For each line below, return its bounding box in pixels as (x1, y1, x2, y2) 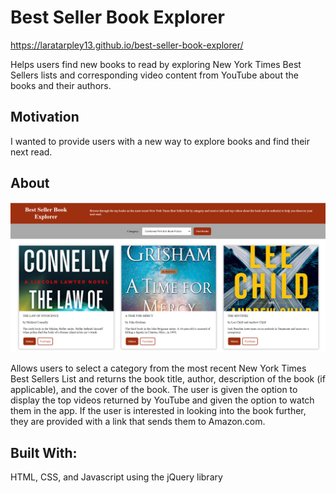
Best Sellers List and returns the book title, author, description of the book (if (10, 373, 326, 385)
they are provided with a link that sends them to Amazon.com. (10, 416, 266, 428)
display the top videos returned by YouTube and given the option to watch (10, 394, 315, 406)
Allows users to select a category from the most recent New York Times (10, 362, 307, 375)
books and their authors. (10, 79, 112, 91)
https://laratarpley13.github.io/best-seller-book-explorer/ (10, 39, 244, 51)
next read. (10, 146, 53, 158)
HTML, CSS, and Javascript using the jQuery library (10, 471, 223, 483)
